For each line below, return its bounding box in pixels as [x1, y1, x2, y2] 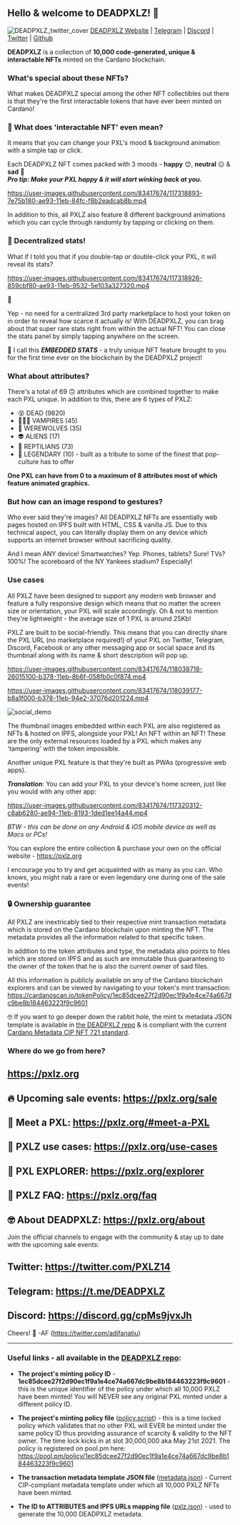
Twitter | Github [7, 34, 54, 42]
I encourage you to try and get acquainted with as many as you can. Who [7, 865, 223, 874]
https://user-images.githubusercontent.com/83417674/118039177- [7, 686, 203, 694]
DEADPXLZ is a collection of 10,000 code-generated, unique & [7, 47, 196, 56]
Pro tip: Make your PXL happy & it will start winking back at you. [7, 175, 202, 184]
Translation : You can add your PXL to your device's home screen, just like [7, 779, 226, 788]
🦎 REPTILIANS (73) [17, 443, 74, 450]
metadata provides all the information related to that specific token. [7, 932, 205, 941]
